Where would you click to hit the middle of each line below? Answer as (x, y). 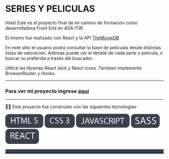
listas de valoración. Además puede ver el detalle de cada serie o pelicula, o (84, 53)
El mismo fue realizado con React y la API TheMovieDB (62, 38)
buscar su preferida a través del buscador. (49, 58)
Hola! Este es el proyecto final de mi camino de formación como (71, 23)
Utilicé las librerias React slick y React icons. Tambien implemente (73, 68)
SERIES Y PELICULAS (50, 9)
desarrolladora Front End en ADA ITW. (45, 28)
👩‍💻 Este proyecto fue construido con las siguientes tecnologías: (71, 107)
